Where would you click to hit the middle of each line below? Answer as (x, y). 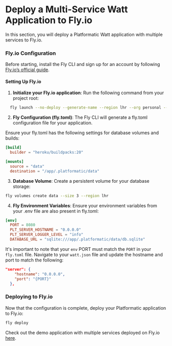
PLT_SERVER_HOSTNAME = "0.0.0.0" (46, 230)
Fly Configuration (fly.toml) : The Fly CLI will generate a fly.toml (80, 117)
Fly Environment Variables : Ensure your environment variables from (85, 205)
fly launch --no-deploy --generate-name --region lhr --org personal (85, 108)
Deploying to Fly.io (29, 297)
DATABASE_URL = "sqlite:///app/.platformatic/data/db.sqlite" (78, 240)
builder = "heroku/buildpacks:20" (47, 153)
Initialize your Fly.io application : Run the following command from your (88, 93)
